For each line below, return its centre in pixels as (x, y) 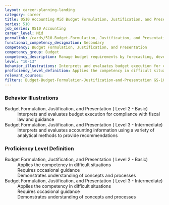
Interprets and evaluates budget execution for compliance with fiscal (89, 114)
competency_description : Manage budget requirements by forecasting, (79, 57)
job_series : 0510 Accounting (35, 29)
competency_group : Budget (32, 52)
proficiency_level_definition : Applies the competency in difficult (78, 71)
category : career (23, 15)
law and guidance (36, 119)
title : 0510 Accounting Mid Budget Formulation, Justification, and (78, 19)
